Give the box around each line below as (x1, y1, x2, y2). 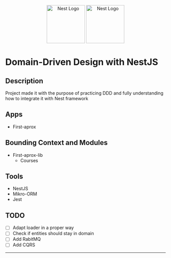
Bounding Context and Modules (5, 138, 108, 147)
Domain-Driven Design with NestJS (5, 56, 159, 68)
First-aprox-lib (12, 152, 43, 158)
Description (5, 76, 43, 85)
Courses (20, 157, 38, 163)
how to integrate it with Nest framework (5, 96, 89, 101)
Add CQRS (12, 242, 36, 248)
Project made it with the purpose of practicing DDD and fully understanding (5, 90, 164, 96)
